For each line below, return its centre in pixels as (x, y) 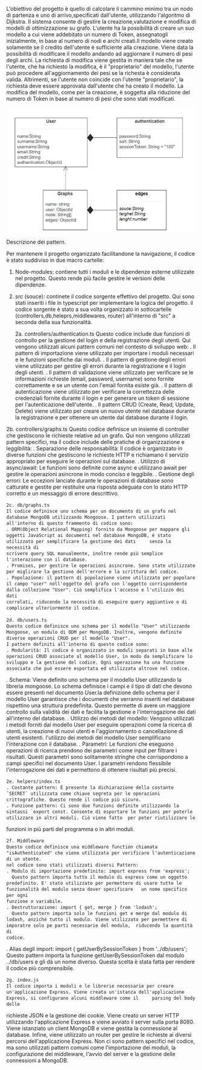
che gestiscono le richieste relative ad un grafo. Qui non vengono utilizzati (98, 436)
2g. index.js (23, 980)
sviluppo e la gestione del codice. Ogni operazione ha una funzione (96, 662)
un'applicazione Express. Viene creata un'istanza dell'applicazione (96, 992)
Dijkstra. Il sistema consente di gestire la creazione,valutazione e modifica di (101, 21)
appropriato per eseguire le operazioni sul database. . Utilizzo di (86, 461)
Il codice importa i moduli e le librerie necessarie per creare (90, 986)
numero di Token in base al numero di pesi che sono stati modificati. (91, 99)
